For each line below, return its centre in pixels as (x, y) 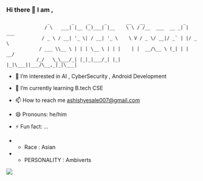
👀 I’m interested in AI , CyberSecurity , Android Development (91, 76)
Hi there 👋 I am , (30, 10)
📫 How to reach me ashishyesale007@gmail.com (77, 101)
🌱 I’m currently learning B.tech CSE (59, 88)
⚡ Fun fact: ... (32, 127)
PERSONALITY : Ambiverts (58, 160)
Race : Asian (40, 147)
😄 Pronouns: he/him (41, 115)
